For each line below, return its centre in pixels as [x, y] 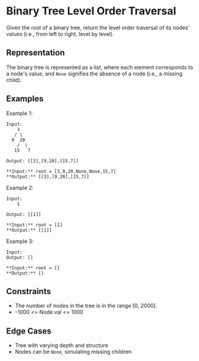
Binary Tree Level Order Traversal [91, 11]
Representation [36, 53]
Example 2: [20, 187]
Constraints [29, 291]
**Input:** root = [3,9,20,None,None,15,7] [61, 171]
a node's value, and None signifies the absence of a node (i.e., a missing [94, 74]
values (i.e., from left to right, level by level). [60, 34]
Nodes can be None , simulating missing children [73, 352]
